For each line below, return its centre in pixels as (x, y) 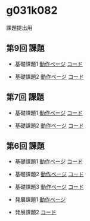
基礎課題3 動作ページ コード (49, 187)
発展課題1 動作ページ (40, 199)
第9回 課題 (25, 48)
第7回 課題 (25, 97)
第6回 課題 (25, 146)
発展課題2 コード (35, 212)
